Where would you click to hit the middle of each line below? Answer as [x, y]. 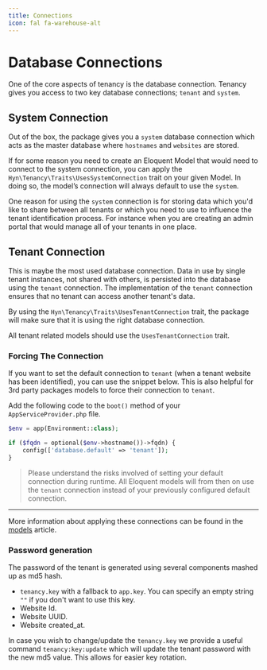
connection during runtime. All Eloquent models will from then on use [141, 481]
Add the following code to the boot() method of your [95, 405]
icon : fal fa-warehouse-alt [55, 23]
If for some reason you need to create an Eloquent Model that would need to [133, 161]
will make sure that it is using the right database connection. [106, 320]
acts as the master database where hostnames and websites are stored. [124, 145]
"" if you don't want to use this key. [77, 600]
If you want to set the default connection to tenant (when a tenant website [130, 374]
